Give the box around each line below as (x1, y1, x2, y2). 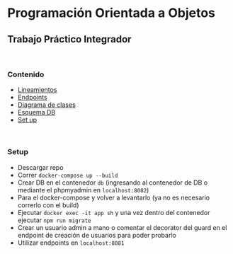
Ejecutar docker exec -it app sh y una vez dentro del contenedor (17, 208, 210, 217)
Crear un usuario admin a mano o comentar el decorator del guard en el (17, 223, 227, 231)
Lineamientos (17, 86, 57, 94)
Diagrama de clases (17, 100, 76, 109)
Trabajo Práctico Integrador (7, 33, 132, 45)
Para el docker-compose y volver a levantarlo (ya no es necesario (17, 193, 210, 202)
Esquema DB (17, 108, 55, 117)
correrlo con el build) (17, 200, 79, 209)
